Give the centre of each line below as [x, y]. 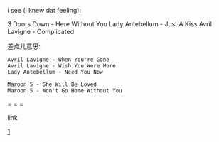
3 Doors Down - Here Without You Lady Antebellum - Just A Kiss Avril [109, 24]
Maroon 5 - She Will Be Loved [52, 84]
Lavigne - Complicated [41, 32]
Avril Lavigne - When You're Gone [59, 60]
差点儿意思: [24, 46]
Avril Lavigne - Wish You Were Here [62, 66]
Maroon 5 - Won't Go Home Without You [65, 91]
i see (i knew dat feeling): [44, 10]
